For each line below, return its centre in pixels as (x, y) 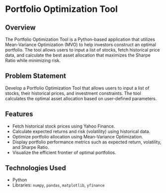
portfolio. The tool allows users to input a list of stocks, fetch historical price (83, 50)
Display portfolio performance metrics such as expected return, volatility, (87, 142)
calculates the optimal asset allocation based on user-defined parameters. (81, 98)
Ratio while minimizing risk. (33, 60)
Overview (21, 28)
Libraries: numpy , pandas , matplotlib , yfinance (58, 185)
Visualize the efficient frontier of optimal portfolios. (64, 152)
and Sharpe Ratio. (30, 147)
